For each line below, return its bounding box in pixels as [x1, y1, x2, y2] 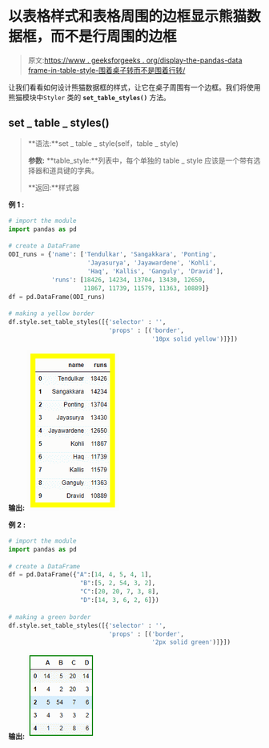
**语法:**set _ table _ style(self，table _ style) [27, 138, 179, 148]
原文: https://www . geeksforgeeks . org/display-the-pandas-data [27, 55, 243, 65]
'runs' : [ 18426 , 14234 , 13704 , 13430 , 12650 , [50, 276, 206, 284]
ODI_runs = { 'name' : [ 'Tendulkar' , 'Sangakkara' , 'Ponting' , [8, 250, 217, 259]
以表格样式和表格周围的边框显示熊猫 [8, 7, 247, 26]
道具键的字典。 [49, 165, 98, 175]
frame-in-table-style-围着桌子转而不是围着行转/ [27, 65, 186, 75]
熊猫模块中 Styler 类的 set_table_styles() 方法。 [8, 92, 171, 102]
